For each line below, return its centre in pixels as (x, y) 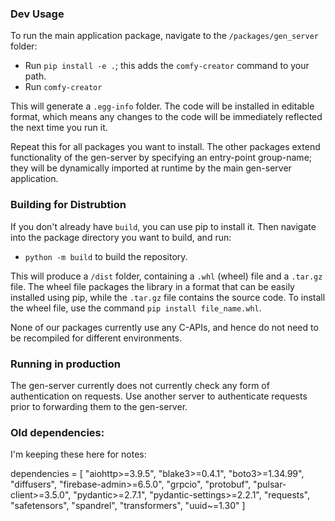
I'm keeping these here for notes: (78, 454)
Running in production (65, 364)
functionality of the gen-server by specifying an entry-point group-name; (161, 158)
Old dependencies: (57, 432)
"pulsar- (270, 484)
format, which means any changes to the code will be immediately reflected (166, 117)
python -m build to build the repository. (106, 256)
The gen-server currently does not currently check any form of (140, 385)
